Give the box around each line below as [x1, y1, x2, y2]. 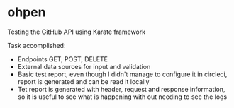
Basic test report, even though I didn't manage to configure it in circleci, [17, 70, 228, 78]
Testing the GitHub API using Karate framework [7, 28, 146, 36]
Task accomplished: [7, 41, 66, 49]
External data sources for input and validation [17, 62, 151, 71]
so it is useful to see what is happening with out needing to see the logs [17, 92, 228, 101]
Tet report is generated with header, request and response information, [17, 85, 225, 93]
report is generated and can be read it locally [17, 77, 150, 85]
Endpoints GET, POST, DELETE [17, 54, 108, 64]
